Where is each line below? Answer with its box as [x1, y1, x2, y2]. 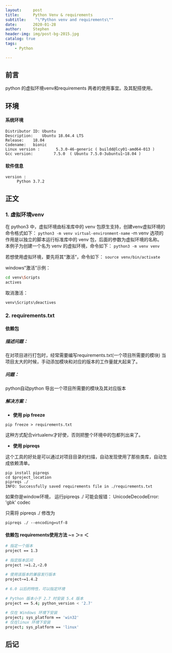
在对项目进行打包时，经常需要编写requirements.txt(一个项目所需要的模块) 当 [5, 352, 166, 358]
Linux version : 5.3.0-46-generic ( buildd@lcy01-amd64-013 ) [5, 147, 155, 152]
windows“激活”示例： [5, 264, 51, 270]
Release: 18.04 [5, 138, 45, 143]
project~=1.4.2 [5, 577, 38, 582]
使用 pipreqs [12, 443, 40, 449]
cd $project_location [5, 475, 52, 480]
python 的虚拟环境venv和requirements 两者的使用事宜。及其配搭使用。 [5, 85, 156, 92]
